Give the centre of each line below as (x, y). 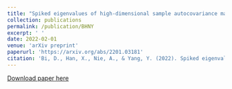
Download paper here (38, 78)
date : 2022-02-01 (32, 39)
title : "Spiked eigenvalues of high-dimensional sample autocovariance (112, 13)
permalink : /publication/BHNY (51, 26)
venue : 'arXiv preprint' (43, 46)
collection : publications (44, 20)
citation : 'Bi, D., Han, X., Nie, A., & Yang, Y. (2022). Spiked (103, 59)
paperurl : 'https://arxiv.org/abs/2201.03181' (75, 52)
